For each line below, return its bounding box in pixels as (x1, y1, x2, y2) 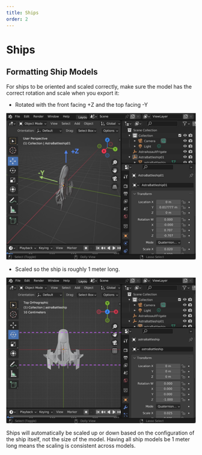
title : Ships (6, 10, 39, 16)
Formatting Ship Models (6, 67, 98, 77)
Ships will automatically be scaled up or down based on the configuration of (6, 429, 195, 436)
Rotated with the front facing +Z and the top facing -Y (14, 101, 148, 108)
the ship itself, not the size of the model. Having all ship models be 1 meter (6, 435, 191, 443)
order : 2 (6, 16, 28, 22)
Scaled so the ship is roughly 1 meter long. (14, 266, 120, 273)
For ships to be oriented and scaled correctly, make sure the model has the (6, 83, 192, 90)
